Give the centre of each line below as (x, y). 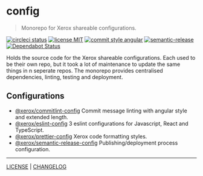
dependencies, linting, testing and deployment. (65, 77)
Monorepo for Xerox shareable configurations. (79, 28)
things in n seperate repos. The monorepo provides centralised (85, 70)
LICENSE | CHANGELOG (37, 166)
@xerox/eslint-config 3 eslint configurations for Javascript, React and (101, 123)
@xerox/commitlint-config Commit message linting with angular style (101, 111)
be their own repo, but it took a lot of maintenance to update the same (93, 64)
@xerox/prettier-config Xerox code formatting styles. (81, 136)
